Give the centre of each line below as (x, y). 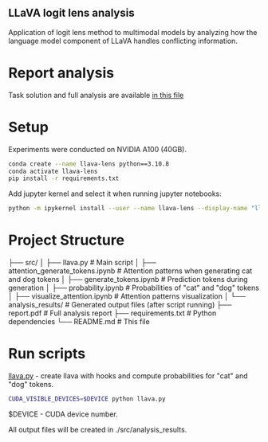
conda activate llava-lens (53, 171)
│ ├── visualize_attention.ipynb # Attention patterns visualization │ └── (127, 296)
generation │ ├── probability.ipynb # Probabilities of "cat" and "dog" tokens (134, 288)
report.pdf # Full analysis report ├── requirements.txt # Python (112, 313)
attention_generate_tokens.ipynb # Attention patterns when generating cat (130, 271)
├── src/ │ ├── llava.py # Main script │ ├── (83, 263)
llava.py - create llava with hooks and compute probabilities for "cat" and (128, 376)
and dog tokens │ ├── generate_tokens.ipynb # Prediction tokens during (128, 280)
